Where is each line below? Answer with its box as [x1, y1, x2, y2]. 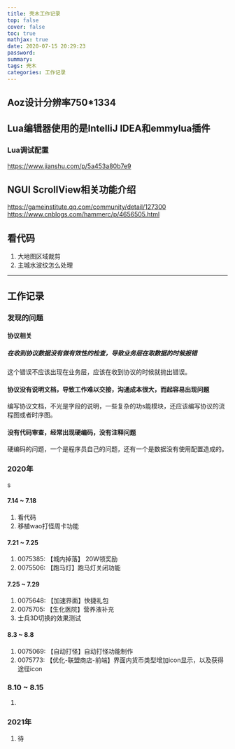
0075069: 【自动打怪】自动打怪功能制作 [17, 647, 134, 655]
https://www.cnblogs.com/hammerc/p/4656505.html [7, 210, 160, 219]
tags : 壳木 [7, 62, 37, 69]
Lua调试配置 [7, 145, 49, 155]
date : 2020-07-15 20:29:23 [7, 43, 86, 50]
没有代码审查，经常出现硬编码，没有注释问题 [7, 428, 136, 437]
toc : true [7, 29, 36, 37]
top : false [7, 17, 39, 24]
